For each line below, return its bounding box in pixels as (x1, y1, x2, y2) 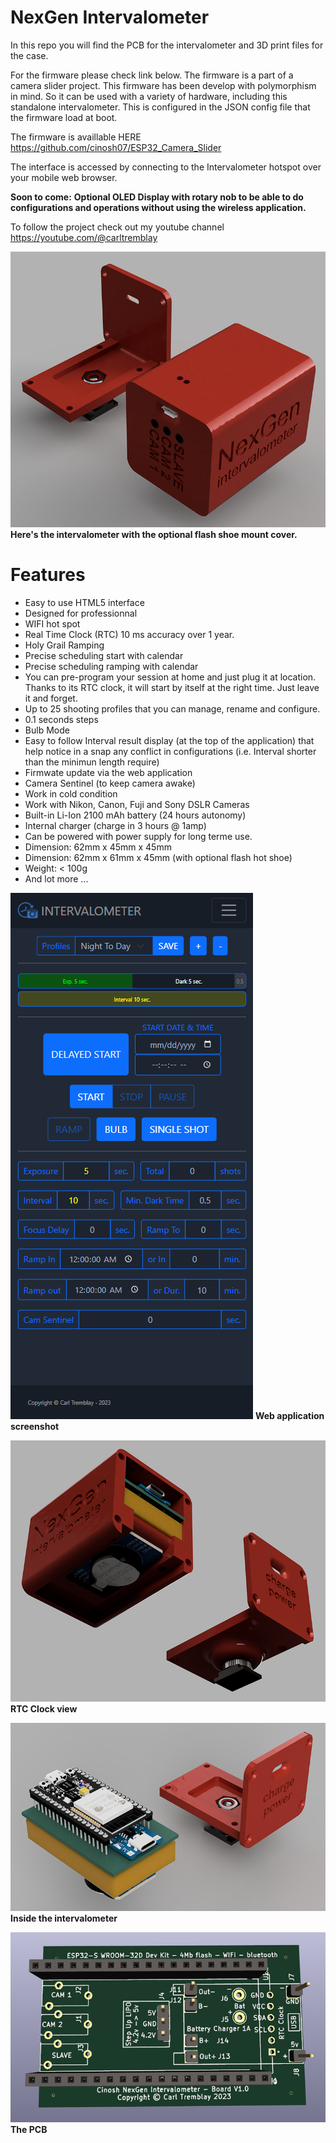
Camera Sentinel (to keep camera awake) (24, 777, 196, 789)
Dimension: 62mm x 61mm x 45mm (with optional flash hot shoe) (24, 851, 293, 863)
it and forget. (24, 692, 78, 704)
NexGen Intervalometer (10, 6, 210, 29)
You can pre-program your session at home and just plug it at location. (24, 671, 317, 683)
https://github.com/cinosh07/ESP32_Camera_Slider (10, 141, 222, 153)
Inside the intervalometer (10, 1912, 118, 1925)
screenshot (10, 1420, 60, 1432)
